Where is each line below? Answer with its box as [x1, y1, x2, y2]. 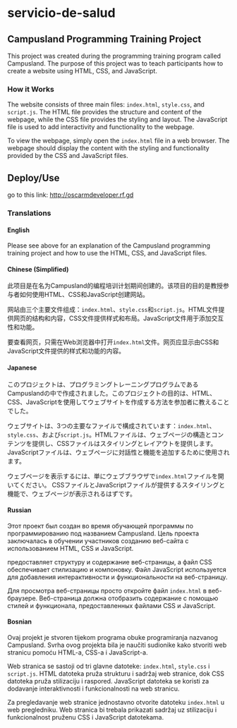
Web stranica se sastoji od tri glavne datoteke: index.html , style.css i [7, 662, 210, 671]
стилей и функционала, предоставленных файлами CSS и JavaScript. [7, 601, 216, 609]
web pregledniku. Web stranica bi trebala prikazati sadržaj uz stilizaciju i [7, 705, 217, 714]
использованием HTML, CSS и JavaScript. [7, 544, 134, 552]
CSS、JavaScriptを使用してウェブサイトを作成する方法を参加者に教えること [7, 397, 230, 406]
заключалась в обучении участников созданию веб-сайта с [7, 536, 189, 545]
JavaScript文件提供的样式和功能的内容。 [7, 347, 126, 356]
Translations [7, 208, 51, 218]
